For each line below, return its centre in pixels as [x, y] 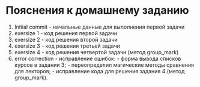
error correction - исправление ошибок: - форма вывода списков [98, 58]
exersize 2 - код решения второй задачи [66, 39]
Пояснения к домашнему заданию [98, 10]
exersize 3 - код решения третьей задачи [67, 46]
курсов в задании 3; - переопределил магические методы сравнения [104, 65]
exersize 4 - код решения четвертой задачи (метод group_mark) [96, 52]
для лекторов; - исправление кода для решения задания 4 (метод [99, 71]
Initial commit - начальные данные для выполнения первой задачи [99, 27]
